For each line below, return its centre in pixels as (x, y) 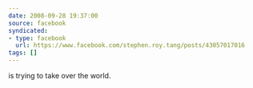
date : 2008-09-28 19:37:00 (53, 16)
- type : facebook (37, 38)
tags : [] (23, 53)
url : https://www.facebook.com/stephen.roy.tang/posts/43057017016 (131, 46)
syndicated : (28, 30)
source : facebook (37, 23)
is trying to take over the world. (60, 76)
